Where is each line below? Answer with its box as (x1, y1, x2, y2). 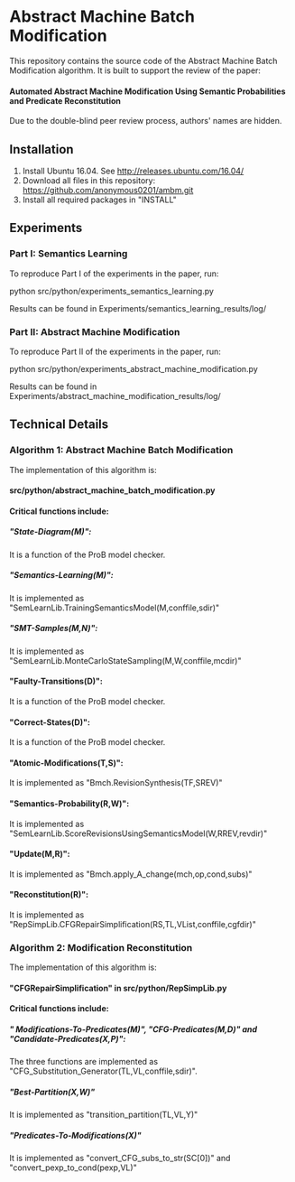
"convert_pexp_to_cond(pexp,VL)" (9, 1162, 137, 1173)
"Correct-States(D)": (9, 716, 90, 728)
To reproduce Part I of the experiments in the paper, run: (9, 268, 219, 279)
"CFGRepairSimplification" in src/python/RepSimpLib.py (9, 982, 227, 993)
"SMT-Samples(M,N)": (9, 623, 98, 634)
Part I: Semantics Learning (9, 247, 128, 260)
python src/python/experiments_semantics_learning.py (9, 285, 215, 296)
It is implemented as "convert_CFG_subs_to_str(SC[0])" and (9, 1153, 231, 1164)
